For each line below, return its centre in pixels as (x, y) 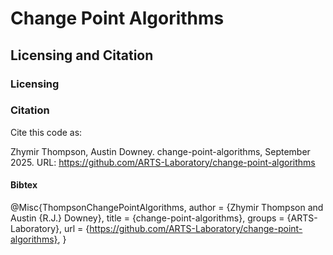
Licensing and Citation (82, 55)
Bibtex (24, 185)
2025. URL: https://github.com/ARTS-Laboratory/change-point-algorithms (163, 162)
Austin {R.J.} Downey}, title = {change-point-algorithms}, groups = (147, 218)
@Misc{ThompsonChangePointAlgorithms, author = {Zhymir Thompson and (167, 207)
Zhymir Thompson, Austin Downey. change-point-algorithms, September (160, 151)
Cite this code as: (46, 132)
